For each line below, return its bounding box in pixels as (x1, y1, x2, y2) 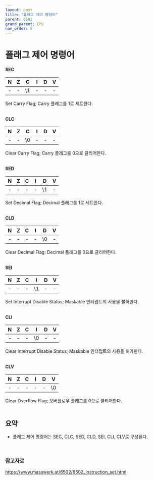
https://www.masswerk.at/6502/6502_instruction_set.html (5, 469, 127, 475)
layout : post (5, 7, 33, 13)
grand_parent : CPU (5, 21, 44, 27)
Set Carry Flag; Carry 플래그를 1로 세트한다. (5, 100, 93, 106)
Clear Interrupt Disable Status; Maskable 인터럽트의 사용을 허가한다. (5, 348, 143, 354)
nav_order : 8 (5, 26, 33, 31)
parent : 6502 (5, 17, 33, 22)
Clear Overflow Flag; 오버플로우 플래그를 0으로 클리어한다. (5, 398, 123, 404)
